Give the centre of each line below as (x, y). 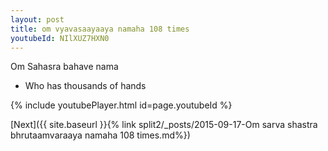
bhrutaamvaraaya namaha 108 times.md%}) (100, 135)
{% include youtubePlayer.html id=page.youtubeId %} (121, 105)
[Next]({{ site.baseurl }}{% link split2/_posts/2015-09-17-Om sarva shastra (164, 125)
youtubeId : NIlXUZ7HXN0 (60, 38)
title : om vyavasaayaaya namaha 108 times (100, 29)
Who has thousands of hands (85, 86)
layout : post (37, 19)
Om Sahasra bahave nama (64, 67)
